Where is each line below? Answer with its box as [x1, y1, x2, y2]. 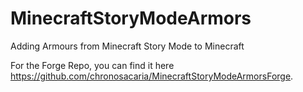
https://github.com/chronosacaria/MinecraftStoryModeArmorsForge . [10, 70, 294, 82]
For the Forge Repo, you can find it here [10, 59, 175, 71]
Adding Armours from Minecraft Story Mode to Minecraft [10, 40, 245, 52]
